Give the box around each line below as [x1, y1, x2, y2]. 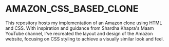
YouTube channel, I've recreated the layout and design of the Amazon [5, 30, 153, 36]
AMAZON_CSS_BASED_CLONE [5, 3, 139, 15]
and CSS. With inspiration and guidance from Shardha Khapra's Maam [5, 25, 154, 31]
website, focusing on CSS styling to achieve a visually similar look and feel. [5, 36, 164, 42]
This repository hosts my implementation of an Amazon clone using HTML [5, 20, 162, 26]
